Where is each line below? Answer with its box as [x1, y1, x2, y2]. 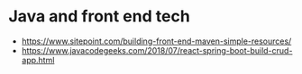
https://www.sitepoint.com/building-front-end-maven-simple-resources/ [21, 36, 292, 46]
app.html [21, 54, 55, 65]
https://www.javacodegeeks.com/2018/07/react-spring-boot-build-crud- [21, 45, 293, 55]
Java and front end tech [8, 6, 190, 27]
